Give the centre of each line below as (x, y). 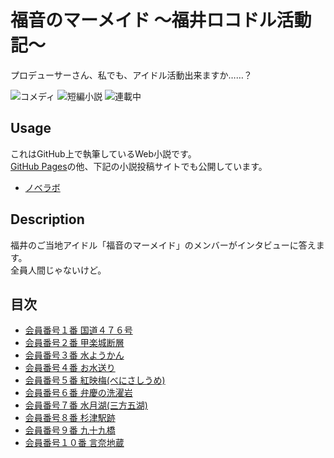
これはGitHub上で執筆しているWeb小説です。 (103, 153)
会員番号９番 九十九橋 (70, 430)
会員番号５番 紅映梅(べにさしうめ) (95, 380)
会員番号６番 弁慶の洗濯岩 (78, 393)
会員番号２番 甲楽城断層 (74, 343)
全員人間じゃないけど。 (58, 270)
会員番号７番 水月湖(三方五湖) (86, 405)
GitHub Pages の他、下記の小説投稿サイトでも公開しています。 (139, 166)
